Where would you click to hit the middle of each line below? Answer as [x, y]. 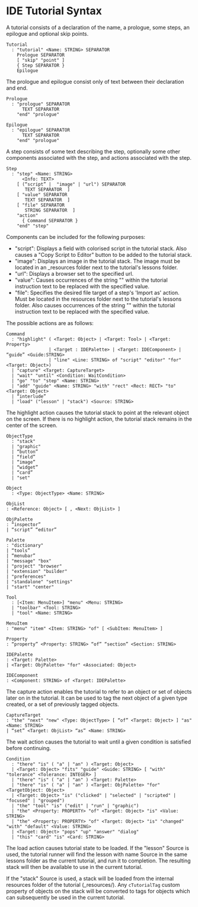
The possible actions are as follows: [50, 323]
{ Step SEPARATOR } [41, 65]
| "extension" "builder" [37, 571]
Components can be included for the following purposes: [76, 237]
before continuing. [29, 748]
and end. [17, 88]
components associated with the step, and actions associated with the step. [99, 158]
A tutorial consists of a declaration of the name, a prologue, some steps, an [98, 27]
